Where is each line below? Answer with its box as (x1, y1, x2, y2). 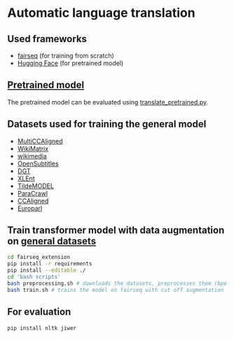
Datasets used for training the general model (7, 118, 207, 131)
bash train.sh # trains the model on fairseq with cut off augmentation (7, 286, 224, 293)
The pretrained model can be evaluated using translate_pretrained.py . (7, 98, 209, 106)
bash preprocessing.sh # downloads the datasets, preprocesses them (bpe (7, 279, 228, 287)
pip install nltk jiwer (7, 324, 77, 331)
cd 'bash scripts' (7, 274, 61, 281)
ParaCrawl (17, 189, 48, 197)
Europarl (17, 204, 43, 212)
